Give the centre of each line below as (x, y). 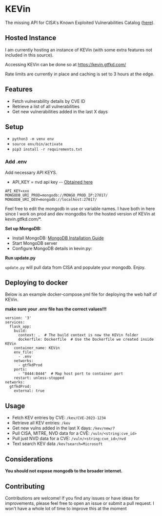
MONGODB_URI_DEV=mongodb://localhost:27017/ (51, 199)
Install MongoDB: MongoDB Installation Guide (58, 238)
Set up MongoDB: (23, 228)
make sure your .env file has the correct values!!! (56, 309)
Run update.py (20, 258)
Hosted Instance (31, 38)
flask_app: (20, 327)
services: (15, 322)
